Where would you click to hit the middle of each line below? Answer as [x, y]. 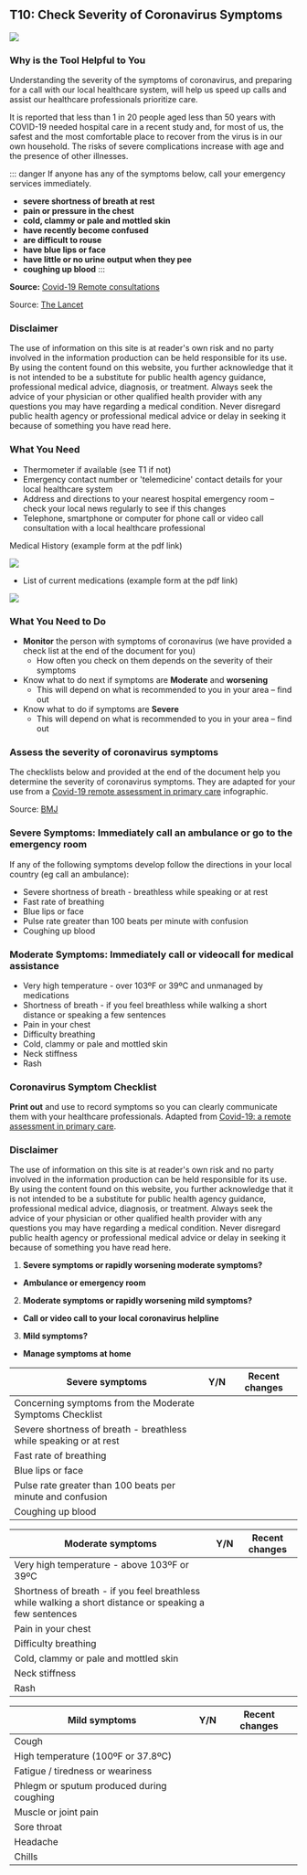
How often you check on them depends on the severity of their [154, 661]
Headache [37, 1842]
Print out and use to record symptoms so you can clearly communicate [143, 1107]
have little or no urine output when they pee [107, 260]
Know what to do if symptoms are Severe [101, 709]
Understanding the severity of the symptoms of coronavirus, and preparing [151, 80]
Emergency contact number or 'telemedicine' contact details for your [153, 479]
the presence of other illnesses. [69, 156]
